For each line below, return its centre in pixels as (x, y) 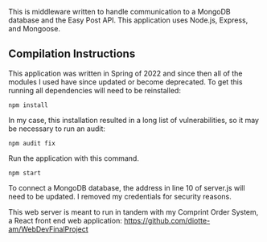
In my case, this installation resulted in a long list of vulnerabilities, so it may (134, 120)
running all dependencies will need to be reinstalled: (94, 90)
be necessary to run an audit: (57, 129)
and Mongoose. (34, 29)
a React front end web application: (65, 220)
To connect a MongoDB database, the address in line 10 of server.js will (127, 187)
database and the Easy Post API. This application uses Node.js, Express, (128, 20)
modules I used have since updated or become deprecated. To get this (125, 82)
